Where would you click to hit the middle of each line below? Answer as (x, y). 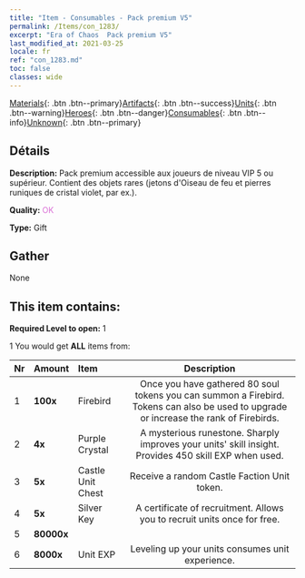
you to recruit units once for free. (210, 520)
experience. (210, 561)
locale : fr (30, 52)
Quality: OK (32, 209)
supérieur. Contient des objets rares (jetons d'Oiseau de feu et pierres (140, 182)
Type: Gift (28, 228)
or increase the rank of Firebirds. (210, 418)
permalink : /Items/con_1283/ (64, 26)
